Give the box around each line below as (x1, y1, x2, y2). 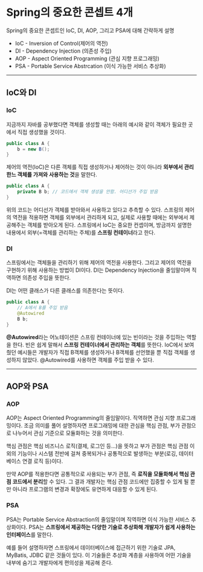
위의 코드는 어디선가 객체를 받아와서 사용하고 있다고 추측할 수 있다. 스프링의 (6, 206, 184, 213)
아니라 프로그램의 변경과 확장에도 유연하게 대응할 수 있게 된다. (12, 486, 158, 493)
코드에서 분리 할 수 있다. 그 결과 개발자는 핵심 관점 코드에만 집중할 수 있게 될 (12, 478, 189, 485)
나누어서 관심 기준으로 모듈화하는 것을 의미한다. (12, 429, 124, 437)
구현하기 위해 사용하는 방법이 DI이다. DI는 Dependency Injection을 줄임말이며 (6, 266, 190, 274)
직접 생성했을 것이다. (17, 128, 66, 135)
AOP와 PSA (6, 381, 49, 391)
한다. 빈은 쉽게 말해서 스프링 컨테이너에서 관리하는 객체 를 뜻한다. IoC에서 (12, 341, 183, 348)
